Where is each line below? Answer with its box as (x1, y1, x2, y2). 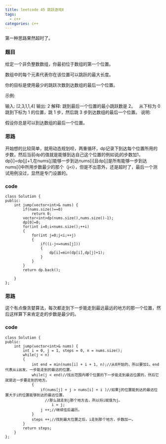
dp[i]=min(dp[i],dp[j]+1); (49, 250, 105, 255)
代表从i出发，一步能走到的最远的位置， (5, 367, 74, 372)
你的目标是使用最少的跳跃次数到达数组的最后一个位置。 (5, 82, 118, 88)
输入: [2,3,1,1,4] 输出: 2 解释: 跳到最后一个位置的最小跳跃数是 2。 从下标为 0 (5, 103, 161, 109)
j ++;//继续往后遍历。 (40, 407, 82, 412)
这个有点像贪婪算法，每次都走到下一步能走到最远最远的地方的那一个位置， (5, 305, 157, 311)
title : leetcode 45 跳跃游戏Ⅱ (5, 7, 64, 12)
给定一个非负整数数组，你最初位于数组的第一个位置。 (5, 61, 114, 67)
